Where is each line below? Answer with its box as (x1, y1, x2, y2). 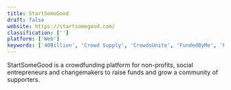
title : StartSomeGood (7, 10, 69, 17)
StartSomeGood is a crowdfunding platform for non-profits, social (7, 61, 194, 69)
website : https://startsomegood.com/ (7, 23, 115, 30)
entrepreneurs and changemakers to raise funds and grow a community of (7, 68, 219, 76)
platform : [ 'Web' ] (7, 36, 60, 43)
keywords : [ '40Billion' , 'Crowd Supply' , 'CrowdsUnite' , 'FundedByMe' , (7, 42, 217, 49)
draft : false (7, 16, 45, 23)
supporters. (7, 76, 40, 83)
